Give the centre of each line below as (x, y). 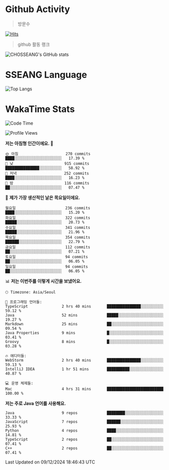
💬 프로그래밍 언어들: (24, 302)
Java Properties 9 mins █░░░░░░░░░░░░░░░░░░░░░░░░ (84, 333)
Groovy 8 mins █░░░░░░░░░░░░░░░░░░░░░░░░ (84, 341)
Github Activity (38, 9)
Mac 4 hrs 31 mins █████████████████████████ (84, 389)
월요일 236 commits (48, 208)
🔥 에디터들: (16, 356)
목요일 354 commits (48, 237)
